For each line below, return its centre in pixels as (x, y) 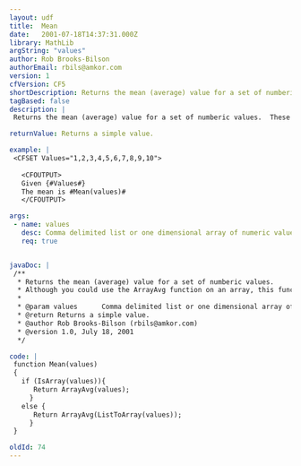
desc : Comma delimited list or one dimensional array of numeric (146, 233)
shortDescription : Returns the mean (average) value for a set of (136, 92)
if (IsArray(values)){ (63, 382)
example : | (30, 150)
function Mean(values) (56, 365)
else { (34, 406)
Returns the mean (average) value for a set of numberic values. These (152, 117)
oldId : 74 (28, 448)
